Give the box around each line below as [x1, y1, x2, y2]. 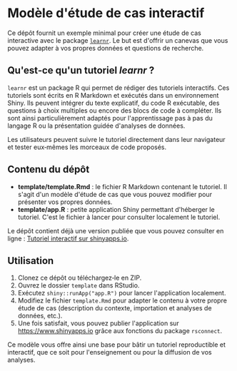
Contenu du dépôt [7, 163, 90, 176]
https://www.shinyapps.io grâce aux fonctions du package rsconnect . [17, 327, 223, 335]
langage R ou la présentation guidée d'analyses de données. [7, 121, 186, 130]
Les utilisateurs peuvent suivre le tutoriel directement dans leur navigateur [7, 135, 226, 143]
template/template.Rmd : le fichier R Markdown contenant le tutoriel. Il [17, 182, 227, 190]
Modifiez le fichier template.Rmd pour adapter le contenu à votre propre [17, 296, 227, 305]
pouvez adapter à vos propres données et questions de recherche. [7, 44, 204, 52]
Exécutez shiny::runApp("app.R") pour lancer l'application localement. [17, 289, 226, 298]
